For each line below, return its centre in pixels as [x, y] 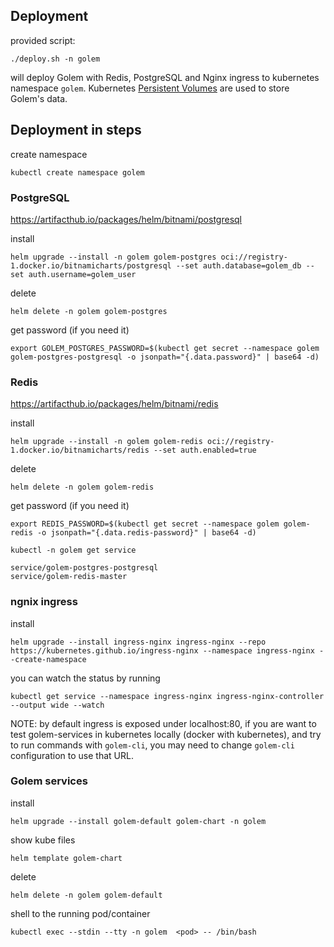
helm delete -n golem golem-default [86, 895]
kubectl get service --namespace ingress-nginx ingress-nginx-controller [167, 696]
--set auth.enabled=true [205, 450]
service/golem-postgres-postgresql [84, 568]
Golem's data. [39, 98]
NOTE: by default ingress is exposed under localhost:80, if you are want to [163, 723]
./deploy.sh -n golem [55, 59]
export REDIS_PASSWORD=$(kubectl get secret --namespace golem [145, 524]
